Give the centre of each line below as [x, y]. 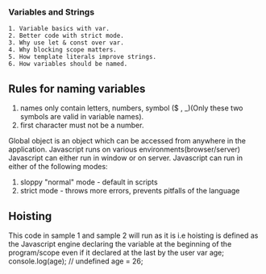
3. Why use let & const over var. [66, 43]
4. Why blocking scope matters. [62, 50]
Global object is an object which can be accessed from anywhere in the [127, 141]
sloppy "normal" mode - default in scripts [89, 182]
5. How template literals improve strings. [83, 57]
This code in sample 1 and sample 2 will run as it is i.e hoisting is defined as [133, 235]
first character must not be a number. [82, 125]
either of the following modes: [58, 167]
